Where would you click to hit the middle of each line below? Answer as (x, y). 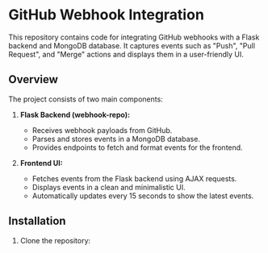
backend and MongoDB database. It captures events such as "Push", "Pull (132, 45)
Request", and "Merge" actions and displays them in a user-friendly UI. (126, 54)
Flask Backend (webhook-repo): (75, 114)
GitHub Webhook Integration (106, 15)
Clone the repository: (55, 240)
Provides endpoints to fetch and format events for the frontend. (138, 147)
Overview (33, 79)
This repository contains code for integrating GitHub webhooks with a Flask (134, 37)
